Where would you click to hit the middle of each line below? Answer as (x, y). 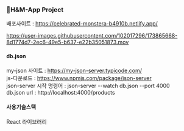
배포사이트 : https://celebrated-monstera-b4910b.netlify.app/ (82, 24)
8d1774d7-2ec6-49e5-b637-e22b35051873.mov (68, 42)
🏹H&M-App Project (35, 10)
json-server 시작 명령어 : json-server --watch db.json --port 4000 (88, 86)
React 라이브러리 (27, 121)
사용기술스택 (21, 107)
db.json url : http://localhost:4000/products (61, 92)
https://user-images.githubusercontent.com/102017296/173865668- (92, 36)
